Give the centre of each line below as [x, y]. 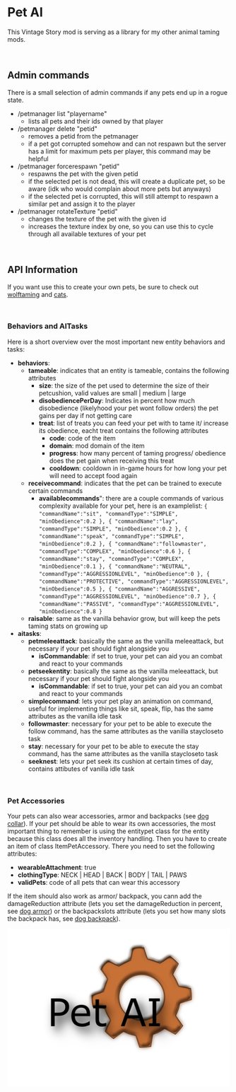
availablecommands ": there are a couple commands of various [131, 498]
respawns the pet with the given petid [83, 173]
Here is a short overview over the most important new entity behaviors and [116, 342]
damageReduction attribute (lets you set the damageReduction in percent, [115, 904]
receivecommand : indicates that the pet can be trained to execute [125, 483]
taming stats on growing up [68, 626]
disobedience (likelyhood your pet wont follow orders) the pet [129, 408]
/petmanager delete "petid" [57, 129]
